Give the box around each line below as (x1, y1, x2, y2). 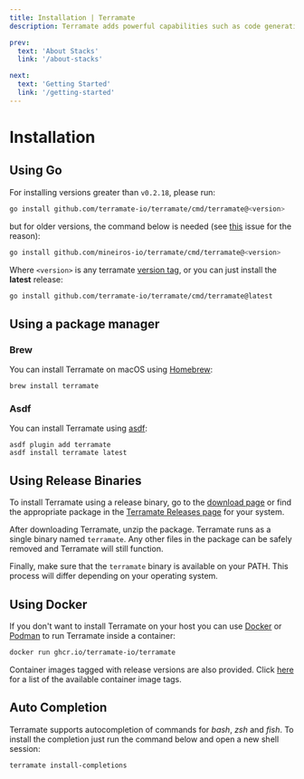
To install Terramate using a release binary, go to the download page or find (9, 497, 292, 508)
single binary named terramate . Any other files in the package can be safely (9, 534, 292, 545)
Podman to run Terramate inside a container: (9, 630, 176, 641)
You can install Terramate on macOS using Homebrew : (9, 364, 214, 375)
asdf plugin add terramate (9, 441, 111, 450)
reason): (9, 230, 41, 241)
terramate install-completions (9, 761, 128, 770)
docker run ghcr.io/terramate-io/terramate (9, 648, 176, 657)
